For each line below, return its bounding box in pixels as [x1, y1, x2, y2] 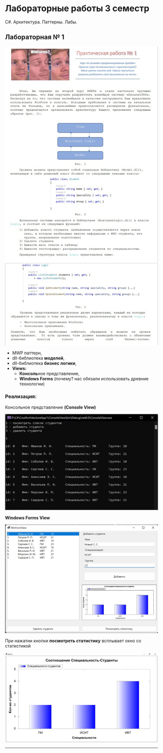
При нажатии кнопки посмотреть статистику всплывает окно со [5, 638, 142, 644]
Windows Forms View [5, 515, 50, 521]
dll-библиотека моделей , [12, 355, 65, 361]
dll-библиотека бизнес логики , [12, 360, 77, 366]
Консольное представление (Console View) [5, 404, 96, 410]
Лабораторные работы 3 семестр [5, 3, 149, 14]
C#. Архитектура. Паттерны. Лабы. [5, 19, 78, 25]
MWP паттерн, [12, 350, 42, 356]
